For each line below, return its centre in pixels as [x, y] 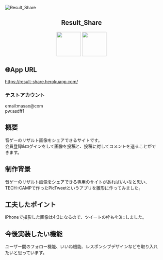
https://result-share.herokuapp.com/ [42, 81]
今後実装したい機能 [34, 234]
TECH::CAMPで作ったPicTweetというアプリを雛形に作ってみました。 [74, 188]
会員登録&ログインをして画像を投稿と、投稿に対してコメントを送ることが [78, 146]
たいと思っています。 [26, 253]
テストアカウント [25, 95]
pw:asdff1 [15, 111]
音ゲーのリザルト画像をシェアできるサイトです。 [54, 140]
